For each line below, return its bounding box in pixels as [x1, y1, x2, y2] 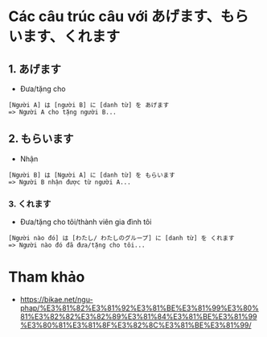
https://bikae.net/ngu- [19, 295, 94, 305]
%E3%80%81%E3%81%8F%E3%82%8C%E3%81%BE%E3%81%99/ [19, 320, 252, 331]
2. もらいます [8, 132, 74, 146]
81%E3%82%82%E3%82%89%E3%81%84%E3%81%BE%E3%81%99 [19, 312, 257, 322]
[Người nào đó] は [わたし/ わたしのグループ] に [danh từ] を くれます [8, 235, 235, 243]
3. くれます [8, 198, 51, 210]
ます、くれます [23, 27, 121, 46]
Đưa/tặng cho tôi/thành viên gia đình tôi [19, 217, 152, 227]
